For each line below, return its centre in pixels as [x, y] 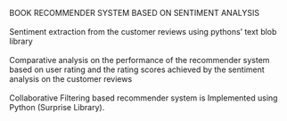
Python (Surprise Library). [57, 107]
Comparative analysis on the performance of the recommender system [139, 60]
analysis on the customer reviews [71, 79]
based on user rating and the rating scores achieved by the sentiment [137, 69]
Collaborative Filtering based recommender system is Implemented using [143, 98]
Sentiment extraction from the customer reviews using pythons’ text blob [143, 32]
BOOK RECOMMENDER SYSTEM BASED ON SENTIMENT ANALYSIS [135, 13]
